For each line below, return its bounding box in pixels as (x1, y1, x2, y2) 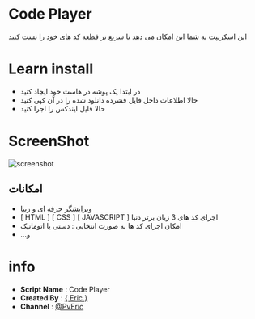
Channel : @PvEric (19, 301, 84, 311)
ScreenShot (8, 132, 90, 150)
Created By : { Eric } (19, 292, 88, 303)
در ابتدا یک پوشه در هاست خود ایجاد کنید (19, 86, 141, 96)
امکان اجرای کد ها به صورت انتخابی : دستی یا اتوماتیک (19, 220, 182, 230)
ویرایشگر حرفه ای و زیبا (19, 204, 92, 213)
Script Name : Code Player (19, 284, 111, 294)
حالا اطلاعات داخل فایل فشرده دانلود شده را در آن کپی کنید (19, 94, 198, 105)
